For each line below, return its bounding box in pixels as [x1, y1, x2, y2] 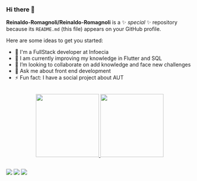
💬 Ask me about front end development [14, 68, 111, 75]
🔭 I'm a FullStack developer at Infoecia [14, 49, 109, 56]
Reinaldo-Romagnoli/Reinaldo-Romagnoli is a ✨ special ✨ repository [6, 19, 178, 26]
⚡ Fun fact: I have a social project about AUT [14, 74, 124, 81]
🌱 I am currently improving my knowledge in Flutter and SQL [14, 55, 162, 62]
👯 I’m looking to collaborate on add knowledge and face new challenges [14, 61, 191, 68]
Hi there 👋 [6, 5, 36, 14]
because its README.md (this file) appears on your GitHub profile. [6, 26, 161, 33]
